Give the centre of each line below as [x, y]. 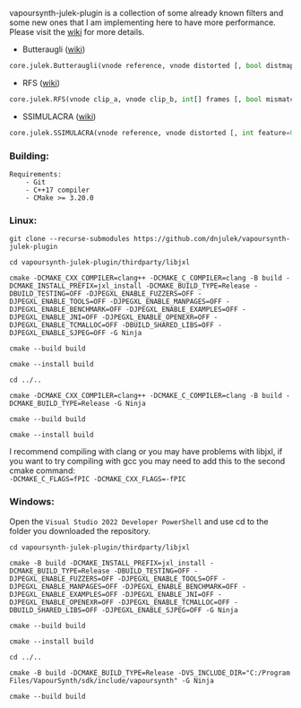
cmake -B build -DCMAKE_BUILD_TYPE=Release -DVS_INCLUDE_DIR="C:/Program [150, 673]
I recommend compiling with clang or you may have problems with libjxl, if [146, 452]
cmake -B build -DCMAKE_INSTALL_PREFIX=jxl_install [107, 563]
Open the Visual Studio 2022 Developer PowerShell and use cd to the [139, 521]
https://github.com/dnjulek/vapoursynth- [212, 239]
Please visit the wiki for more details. [77, 32]
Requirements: [36, 174]
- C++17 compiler [58, 190]
